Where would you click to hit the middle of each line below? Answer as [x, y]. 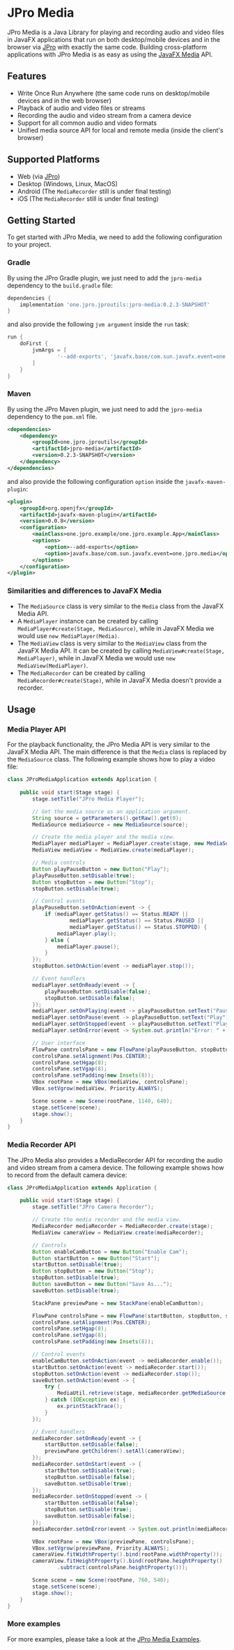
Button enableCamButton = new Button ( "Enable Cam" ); [110, 1252]
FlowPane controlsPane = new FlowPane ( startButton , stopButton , [127, 1316]
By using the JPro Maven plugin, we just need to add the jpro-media [105, 409]
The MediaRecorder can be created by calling [81, 673]
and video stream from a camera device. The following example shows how [116, 1167]
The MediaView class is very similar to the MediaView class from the [112, 643]
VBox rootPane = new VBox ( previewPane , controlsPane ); [114, 1542]
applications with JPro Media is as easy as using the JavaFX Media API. [110, 54]
